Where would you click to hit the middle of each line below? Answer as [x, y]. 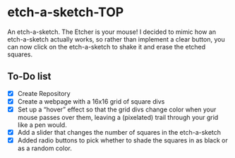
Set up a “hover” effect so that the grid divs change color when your [117, 109]
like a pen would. [42, 125]
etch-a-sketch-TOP [66, 12]
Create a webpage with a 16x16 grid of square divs [91, 101]
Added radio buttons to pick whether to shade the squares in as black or [122, 140]
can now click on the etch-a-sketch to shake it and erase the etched [107, 47]
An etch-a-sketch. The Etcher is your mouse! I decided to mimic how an [112, 32]
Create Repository [44, 93]
